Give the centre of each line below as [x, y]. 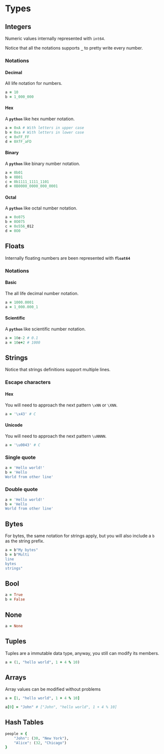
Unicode [14, 425]
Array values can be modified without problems [53, 689]
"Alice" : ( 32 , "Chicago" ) [40, 743]
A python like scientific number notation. [46, 329]
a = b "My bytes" [22, 550]
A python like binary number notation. [43, 163]
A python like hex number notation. [40, 119]
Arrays [16, 677]
